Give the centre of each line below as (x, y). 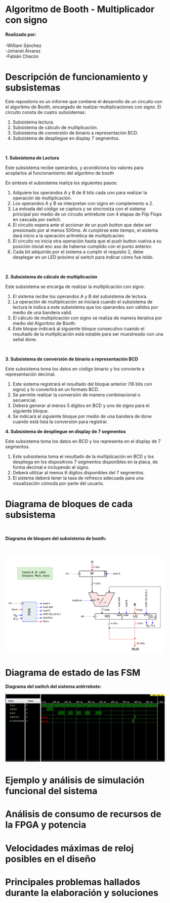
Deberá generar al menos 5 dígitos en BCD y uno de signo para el (81, 405)
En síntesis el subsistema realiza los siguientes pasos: (61, 183)
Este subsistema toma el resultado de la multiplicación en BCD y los (83, 457)
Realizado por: (21, 34)
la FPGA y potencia (46, 825)
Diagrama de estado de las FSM (73, 672)
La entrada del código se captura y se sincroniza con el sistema (79, 209)
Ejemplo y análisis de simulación (75, 780)
